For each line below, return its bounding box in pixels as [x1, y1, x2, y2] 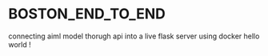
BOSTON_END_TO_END [8, 5, 166, 23]
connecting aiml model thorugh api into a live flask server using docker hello [8, 31, 260, 41]
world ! [8, 39, 32, 49]
